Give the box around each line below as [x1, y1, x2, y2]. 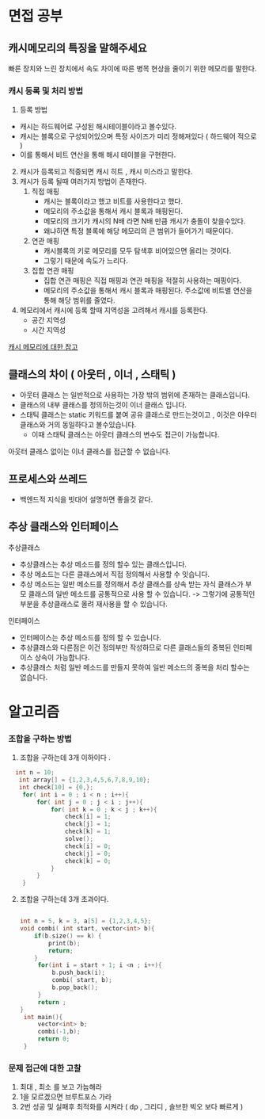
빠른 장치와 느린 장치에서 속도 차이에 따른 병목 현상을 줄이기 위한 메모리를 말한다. [8, 64, 257, 73]
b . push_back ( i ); [51, 968, 105, 977]
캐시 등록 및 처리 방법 [8, 85, 83, 96]
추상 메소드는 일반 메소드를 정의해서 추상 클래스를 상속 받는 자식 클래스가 [19, 579, 244, 589]
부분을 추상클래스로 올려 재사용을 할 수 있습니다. [19, 599, 168, 609]
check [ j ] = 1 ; [64, 820, 112, 828]
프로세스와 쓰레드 [8, 472, 88, 486]
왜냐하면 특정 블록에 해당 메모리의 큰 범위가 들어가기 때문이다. [43, 227, 233, 236]
